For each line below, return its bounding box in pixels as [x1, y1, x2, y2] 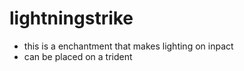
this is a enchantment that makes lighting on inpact [23, 40, 234, 52]
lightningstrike [9, 7, 134, 30]
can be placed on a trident [23, 50, 133, 62]
